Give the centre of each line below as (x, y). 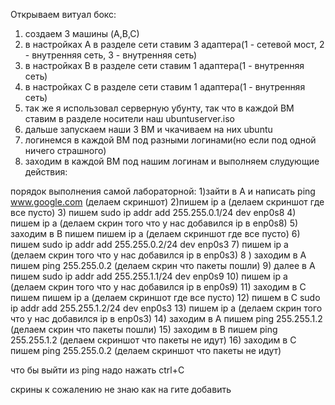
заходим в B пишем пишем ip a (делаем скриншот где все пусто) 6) (155, 233)
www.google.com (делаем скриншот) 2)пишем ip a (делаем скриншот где (167, 202)
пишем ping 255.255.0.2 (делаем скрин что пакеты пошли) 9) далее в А (163, 265)
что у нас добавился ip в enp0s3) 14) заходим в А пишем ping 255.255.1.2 (166, 318)
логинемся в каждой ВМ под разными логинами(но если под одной (170, 140)
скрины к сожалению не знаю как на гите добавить (121, 389)
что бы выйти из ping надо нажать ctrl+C (97, 370)
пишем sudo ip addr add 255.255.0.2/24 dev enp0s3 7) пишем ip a (149, 244)
